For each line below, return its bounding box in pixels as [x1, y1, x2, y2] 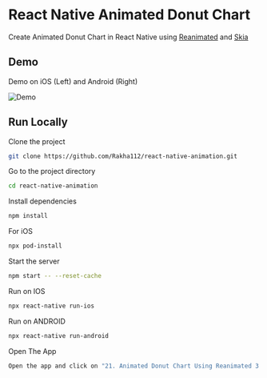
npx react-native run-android [8, 332, 110, 340]
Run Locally [8, 115, 68, 129]
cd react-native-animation [8, 182, 98, 190]
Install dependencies [8, 196, 78, 206]
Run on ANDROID [8, 316, 66, 326]
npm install [8, 212, 48, 220]
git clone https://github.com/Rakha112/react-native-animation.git [8, 152, 238, 160]
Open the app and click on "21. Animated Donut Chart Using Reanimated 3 [8, 362, 260, 370]
